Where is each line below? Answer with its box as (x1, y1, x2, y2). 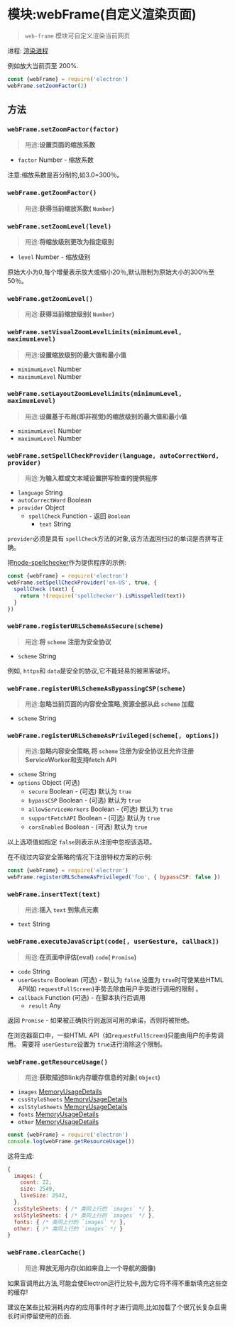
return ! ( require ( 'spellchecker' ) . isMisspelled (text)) (20, 592, 186, 600)
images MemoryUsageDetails (17, 1087, 102, 1096)
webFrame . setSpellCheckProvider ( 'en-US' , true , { (7, 579, 158, 586)
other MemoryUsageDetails (17, 1117, 99, 1125)
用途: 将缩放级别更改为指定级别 (24, 237, 114, 246)
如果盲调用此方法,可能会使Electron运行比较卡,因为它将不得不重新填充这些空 (7, 1279, 229, 1287)
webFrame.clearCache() (7, 1248, 86, 1257)
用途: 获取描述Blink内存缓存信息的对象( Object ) (24, 1073, 161, 1081)
